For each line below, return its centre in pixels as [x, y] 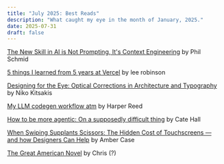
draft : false [26, 32]
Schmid [18, 59]
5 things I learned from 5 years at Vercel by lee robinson [86, 72]
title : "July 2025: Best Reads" [53, 13]
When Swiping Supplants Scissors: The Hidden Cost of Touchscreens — [109, 133]
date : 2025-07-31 [32, 26]
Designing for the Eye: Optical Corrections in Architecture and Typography [112, 85]
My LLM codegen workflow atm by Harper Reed [75, 106]
